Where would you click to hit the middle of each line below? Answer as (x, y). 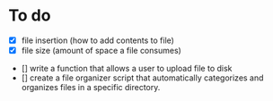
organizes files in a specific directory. (91, 88)
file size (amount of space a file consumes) (101, 50)
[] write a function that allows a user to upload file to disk (127, 69)
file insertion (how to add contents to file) (97, 40)
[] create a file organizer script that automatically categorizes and (142, 78)
